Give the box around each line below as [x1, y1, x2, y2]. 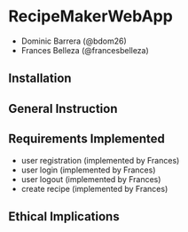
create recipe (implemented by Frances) [20, 183, 168, 194]
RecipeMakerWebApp [8, 6, 174, 27]
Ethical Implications [8, 209, 121, 224]
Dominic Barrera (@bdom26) [20, 36, 128, 46]
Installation [8, 71, 72, 86]
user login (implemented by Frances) [20, 164, 156, 175]
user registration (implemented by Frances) [20, 155, 180, 165]
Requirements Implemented [8, 132, 166, 147]
